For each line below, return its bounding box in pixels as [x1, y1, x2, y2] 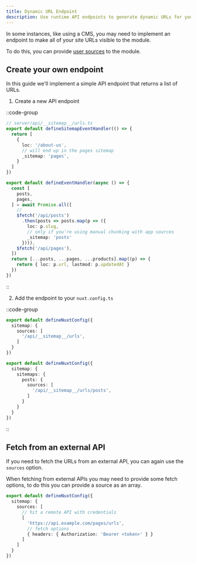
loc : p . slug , [27, 224, 59, 230]
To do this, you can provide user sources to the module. [6, 47, 141, 54]
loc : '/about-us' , [21, 142, 67, 148]
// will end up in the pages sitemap [21, 148, 114, 153]
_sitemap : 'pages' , [21, 153, 69, 159]
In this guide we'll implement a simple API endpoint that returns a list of [6, 80, 178, 87]
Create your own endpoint [6, 64, 104, 74]
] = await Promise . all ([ [11, 201, 72, 208]
